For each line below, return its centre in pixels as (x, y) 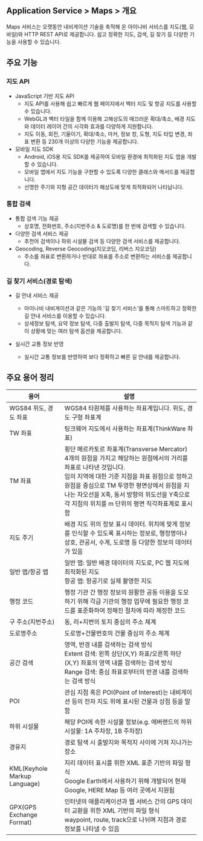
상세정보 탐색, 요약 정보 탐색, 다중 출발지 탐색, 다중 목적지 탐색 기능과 (105, 324)
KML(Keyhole (28, 768)
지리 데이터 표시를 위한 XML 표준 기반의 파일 (124, 763)
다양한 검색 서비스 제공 (42, 233)
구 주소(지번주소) (32, 622)
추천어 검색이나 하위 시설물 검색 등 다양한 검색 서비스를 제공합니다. (102, 241)
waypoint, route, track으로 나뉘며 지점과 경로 (126, 819)
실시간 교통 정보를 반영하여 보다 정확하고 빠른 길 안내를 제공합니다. (102, 357)
